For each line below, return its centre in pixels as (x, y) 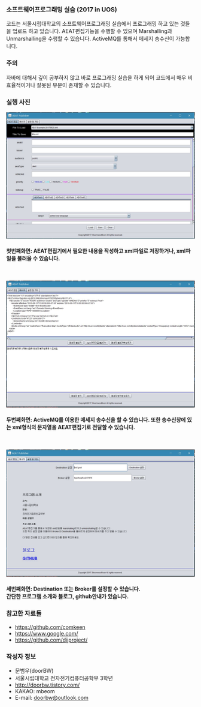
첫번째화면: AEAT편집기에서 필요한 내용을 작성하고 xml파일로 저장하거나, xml (96, 251)
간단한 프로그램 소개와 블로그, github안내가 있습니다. (68, 597)
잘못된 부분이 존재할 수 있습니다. (74, 85)
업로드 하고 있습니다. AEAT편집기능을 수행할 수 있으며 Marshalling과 (92, 31)
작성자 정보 (21, 657)
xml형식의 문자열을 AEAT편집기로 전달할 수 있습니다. (74, 427)
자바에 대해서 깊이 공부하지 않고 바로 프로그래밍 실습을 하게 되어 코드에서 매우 (96, 77)
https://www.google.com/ (46, 633)
